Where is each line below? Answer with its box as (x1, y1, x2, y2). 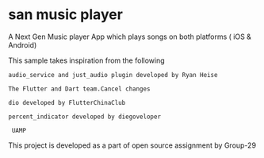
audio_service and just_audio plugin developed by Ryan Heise (8, 71, 218, 79)
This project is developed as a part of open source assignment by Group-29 (8, 141, 256, 150)
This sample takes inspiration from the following (8, 56, 165, 65)
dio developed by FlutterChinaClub (8, 98, 126, 106)
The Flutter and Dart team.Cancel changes (8, 85, 151, 93)
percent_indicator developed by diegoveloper (8, 113, 161, 121)
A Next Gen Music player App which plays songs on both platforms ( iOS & (8, 32, 252, 41)
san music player (8, 6, 123, 24)
